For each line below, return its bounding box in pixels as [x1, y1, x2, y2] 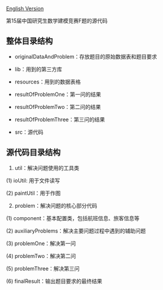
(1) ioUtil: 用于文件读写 [6, 177, 60, 184]
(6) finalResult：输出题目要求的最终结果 [6, 278, 102, 285]
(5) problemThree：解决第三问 [6, 265, 80, 272]
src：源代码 [14, 128, 44, 136]
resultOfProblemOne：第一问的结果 [14, 91, 102, 98]
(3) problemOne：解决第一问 [6, 240, 76, 247]
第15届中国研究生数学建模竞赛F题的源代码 [6, 17, 108, 24]
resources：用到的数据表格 [14, 78, 81, 85]
